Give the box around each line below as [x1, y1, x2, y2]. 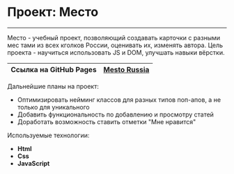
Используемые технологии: [7, 131, 90, 139]
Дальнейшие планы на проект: [7, 82, 99, 90]
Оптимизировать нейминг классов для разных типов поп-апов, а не [17, 95, 221, 104]
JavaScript [17, 159, 50, 167]
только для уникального [17, 103, 90, 111]
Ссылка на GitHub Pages [10, 64, 97, 74]
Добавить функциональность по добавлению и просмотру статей [17, 110, 214, 119]
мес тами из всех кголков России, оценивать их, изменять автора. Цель [7, 41, 224, 49]
